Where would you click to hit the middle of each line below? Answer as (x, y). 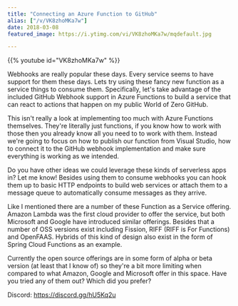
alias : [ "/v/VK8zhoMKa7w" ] (47, 21)
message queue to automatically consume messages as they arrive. (107, 193)
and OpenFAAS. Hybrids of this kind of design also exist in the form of (110, 237)
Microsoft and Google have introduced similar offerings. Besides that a (111, 222)
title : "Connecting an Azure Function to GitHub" (83, 14)
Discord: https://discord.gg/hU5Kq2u (62, 295)
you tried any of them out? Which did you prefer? (79, 281)
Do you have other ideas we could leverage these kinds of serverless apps (117, 170)
